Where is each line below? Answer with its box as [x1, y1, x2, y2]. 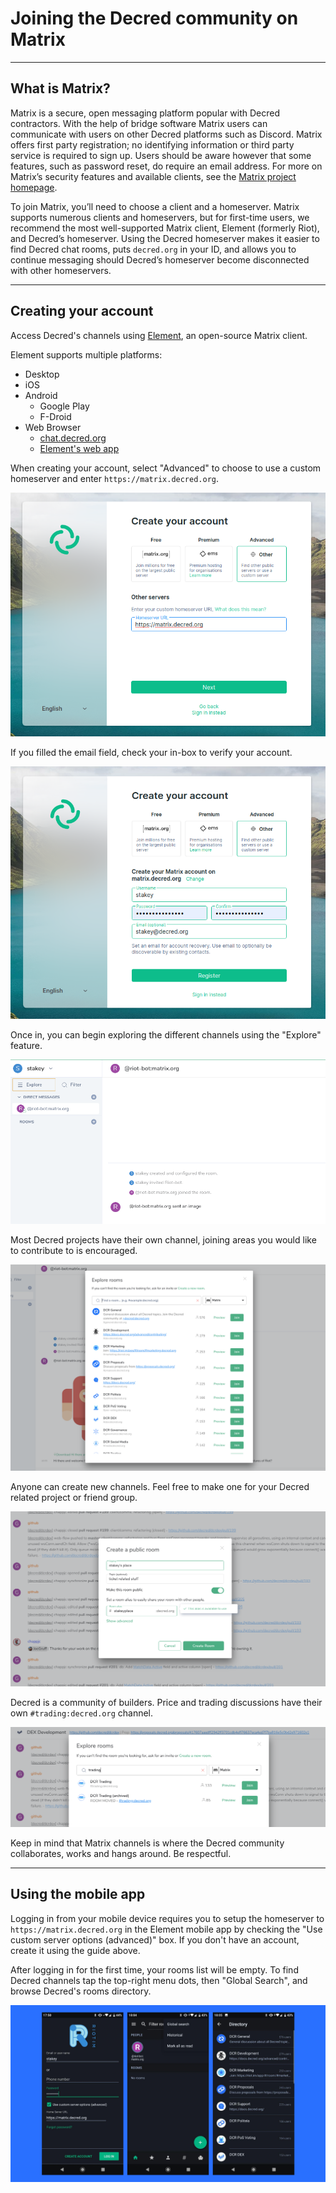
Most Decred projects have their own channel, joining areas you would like [10, 1234, 317, 1246]
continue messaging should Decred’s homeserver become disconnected [10, 253, 310, 266]
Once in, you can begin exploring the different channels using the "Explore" [10, 1029, 322, 1041]
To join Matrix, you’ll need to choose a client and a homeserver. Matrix [10, 200, 300, 212]
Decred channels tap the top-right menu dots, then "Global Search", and [10, 1974, 308, 1986]
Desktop [24, 368, 60, 380]
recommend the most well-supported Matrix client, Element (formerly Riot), [10, 222, 320, 234]
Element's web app [39, 442, 120, 454]
